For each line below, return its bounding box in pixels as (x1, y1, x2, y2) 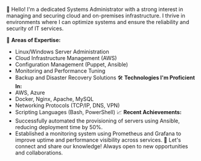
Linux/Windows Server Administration (14, 48, 110, 55)
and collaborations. (14, 149, 63, 156)
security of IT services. (6, 25, 64, 32)
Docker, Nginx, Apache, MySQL (14, 96, 94, 102)
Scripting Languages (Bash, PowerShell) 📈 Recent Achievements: (14, 109, 182, 115)
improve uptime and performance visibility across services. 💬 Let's (14, 136, 181, 144)
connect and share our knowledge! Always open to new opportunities (14, 143, 188, 150)
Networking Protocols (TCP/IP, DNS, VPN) (14, 102, 120, 109)
